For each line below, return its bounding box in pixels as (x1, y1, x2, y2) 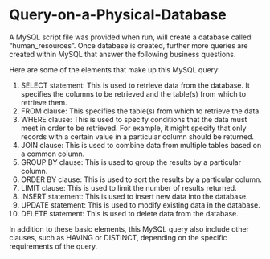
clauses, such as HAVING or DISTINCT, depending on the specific (9, 232, 227, 242)
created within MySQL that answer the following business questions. (9, 49, 236, 59)
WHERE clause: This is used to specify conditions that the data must (20, 114, 247, 124)
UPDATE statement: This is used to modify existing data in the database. (20, 199, 260, 210)
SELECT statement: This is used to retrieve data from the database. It (20, 80, 250, 90)
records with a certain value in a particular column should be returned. (20, 131, 255, 142)
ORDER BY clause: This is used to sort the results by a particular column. (20, 175, 262, 184)
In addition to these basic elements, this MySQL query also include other (9, 224, 250, 234)
